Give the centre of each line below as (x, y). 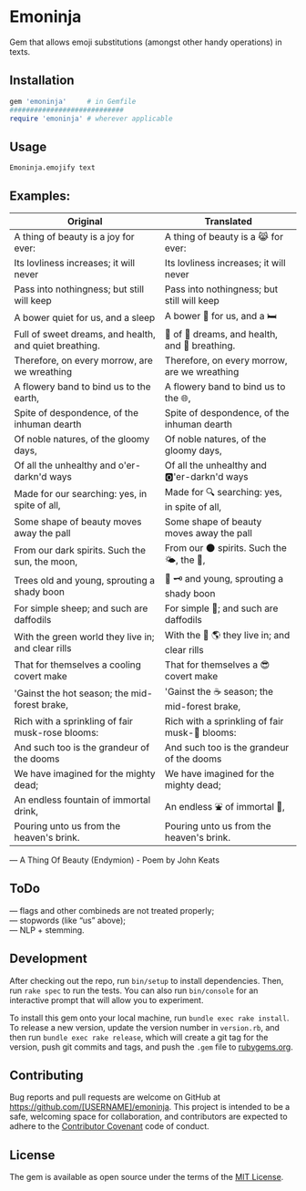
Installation (42, 81)
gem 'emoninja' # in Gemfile (73, 101)
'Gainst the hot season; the (71, 693)
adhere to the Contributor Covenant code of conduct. (109, 1126)
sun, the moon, (46, 561)
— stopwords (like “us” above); (67, 920)
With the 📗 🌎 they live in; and (227, 635)
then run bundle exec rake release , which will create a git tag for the (139, 1037)
